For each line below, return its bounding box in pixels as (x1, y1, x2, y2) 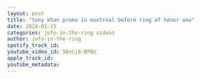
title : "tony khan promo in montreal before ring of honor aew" (7, 16, 195, 23)
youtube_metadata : (7, 61, 60, 68)
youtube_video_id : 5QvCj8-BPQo (7, 49, 97, 56)
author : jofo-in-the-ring (7, 36, 81, 43)
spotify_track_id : (7, 42, 60, 49)
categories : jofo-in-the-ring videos (7, 29, 115, 36)
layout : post (7, 10, 45, 17)
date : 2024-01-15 (7, 23, 57, 30)
